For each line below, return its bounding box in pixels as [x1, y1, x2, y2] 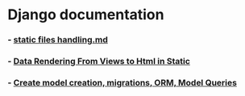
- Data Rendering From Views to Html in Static [7, 56, 191, 67]
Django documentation [7, 6, 164, 24]
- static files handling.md [7, 34, 108, 46]
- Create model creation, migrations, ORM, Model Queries [7, 77, 237, 88]
